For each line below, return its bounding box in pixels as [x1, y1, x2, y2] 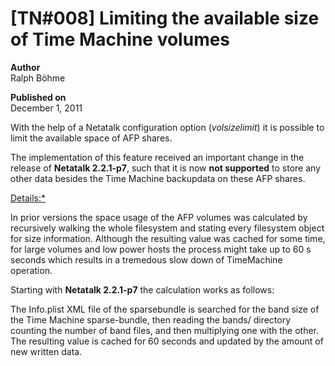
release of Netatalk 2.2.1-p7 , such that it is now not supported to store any [10, 162, 322, 174]
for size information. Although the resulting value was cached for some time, [10, 232, 326, 244]
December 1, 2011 [10, 102, 83, 114]
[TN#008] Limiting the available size [10, 7, 320, 30]
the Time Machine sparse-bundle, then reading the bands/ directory [10, 313, 292, 326]
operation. [10, 264, 53, 276]
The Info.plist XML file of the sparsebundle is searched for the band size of [10, 303, 320, 315]
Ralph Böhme [10, 72, 66, 84]
